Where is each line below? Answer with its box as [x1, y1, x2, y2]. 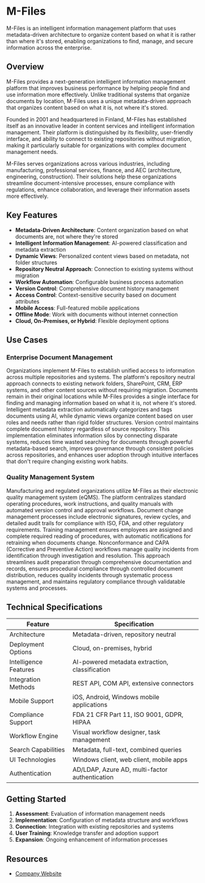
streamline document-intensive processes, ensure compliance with [6, 179, 175, 187]
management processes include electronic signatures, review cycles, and [6, 513, 191, 520]
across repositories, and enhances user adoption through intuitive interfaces [6, 451, 199, 459]
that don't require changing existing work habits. [6, 458, 128, 465]
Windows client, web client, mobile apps [72, 755, 188, 764]
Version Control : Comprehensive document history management [15, 285, 179, 292]
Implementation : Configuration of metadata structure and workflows [15, 816, 189, 824]
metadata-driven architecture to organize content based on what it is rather [6, 31, 196, 38]
